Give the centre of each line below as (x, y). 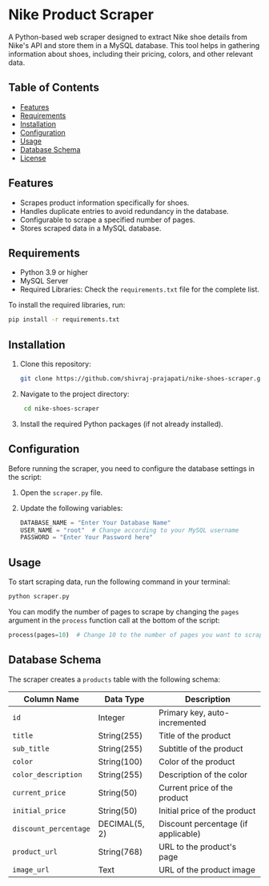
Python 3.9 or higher (54, 272)
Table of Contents (54, 88)
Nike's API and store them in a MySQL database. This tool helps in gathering (134, 45)
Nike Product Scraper (81, 15)
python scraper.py (39, 597)
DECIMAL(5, (122, 824)
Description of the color (203, 775)
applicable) (180, 833)
